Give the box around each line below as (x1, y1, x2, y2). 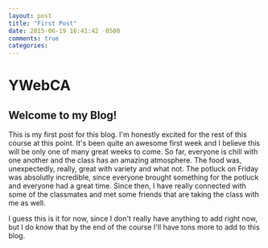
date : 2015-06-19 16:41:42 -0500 (8, 27, 121, 35)
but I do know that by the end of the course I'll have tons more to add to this (8, 222, 260, 232)
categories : (8, 42, 48, 50)
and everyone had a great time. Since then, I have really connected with (8, 181, 247, 191)
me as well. (8, 198, 46, 208)
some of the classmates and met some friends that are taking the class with (8, 190, 259, 200)
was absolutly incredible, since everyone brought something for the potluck (8, 172, 259, 182)
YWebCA (8, 76, 71, 95)
